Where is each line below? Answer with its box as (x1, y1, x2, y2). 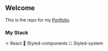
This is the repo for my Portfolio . (5, 17, 71, 23)
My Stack (5, 29, 29, 36)
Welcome (5, 4, 35, 12)
